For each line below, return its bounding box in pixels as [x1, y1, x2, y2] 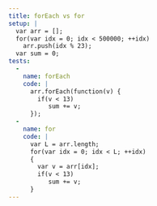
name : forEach [23, 72, 70, 80]
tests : [8, 58, 31, 66]
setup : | [8, 19, 38, 28]
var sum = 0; [15, 49, 60, 58]
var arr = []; [15, 27, 63, 35]
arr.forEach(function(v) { [29, 87, 121, 96]
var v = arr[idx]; [37, 163, 100, 171]
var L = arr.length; [29, 139, 100, 148]
